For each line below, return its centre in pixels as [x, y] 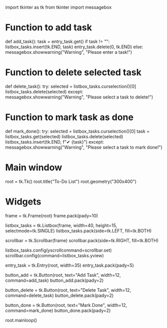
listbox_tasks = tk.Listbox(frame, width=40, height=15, [61, 225]
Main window [34, 167]
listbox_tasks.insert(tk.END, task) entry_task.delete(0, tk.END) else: [74, 47]
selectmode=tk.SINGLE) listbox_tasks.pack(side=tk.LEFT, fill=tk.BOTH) [78, 231]
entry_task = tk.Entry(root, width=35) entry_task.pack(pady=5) [70, 265]
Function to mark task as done [69, 117]
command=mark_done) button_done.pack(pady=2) [58, 310]
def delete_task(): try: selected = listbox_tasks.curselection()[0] [71, 86]
